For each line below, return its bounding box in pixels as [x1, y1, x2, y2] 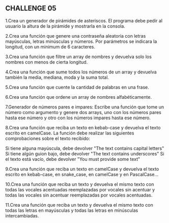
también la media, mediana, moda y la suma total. [5, 74, 109, 80]
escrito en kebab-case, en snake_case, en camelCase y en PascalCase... [5, 171, 159, 177]
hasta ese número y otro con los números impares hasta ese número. [5, 115, 151, 121]
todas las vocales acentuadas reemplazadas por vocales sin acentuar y [5, 186, 155, 192]
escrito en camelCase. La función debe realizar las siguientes [5, 130, 134, 136]
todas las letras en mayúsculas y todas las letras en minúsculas [5, 207, 138, 213]
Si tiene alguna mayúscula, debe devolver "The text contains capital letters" [5, 145, 164, 151]
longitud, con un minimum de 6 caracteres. [5, 43, 96, 50]
